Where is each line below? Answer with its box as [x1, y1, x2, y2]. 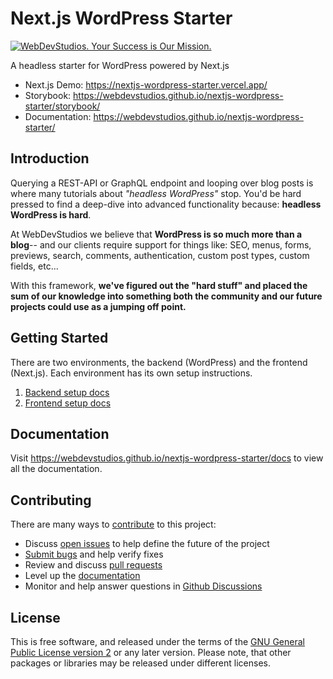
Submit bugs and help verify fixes [24, 548, 164, 561]
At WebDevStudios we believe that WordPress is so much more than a [10, 228, 303, 240]
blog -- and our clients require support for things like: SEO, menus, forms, [10, 238, 312, 251]
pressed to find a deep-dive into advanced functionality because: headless [10, 198, 322, 210]
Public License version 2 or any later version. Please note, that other [10, 647, 292, 658]
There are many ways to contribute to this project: [10, 518, 217, 531]
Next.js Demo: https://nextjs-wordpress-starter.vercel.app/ [24, 78, 268, 91]
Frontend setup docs [24, 397, 112, 409]
